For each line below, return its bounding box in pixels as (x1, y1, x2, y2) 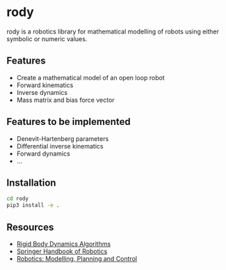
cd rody (6, 195, 29, 202)
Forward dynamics (16, 149, 70, 158)
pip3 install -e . (6, 202, 60, 209)
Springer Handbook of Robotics (16, 247, 108, 255)
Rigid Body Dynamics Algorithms (16, 239, 111, 248)
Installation (6, 177, 56, 188)
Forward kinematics (16, 81, 74, 89)
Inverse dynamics (16, 88, 67, 96)
